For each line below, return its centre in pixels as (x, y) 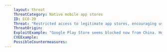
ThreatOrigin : (28, 28)
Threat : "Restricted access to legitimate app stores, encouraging (85, 24)
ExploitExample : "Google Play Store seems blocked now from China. (85, 33)
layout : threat (29, 10)
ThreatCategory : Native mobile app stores (58, 14)
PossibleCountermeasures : (41, 42)
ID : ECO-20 (25, 19)
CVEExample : (26, 38)
